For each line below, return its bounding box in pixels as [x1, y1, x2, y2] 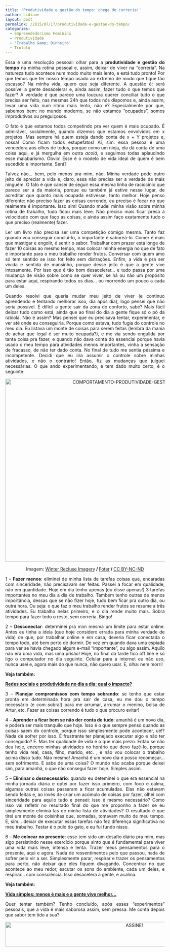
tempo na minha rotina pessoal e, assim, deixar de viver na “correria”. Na [5, 65, 165, 71]
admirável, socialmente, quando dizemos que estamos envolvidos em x [5, 128, 165, 135]
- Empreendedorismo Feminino [10, 31, 71, 36]
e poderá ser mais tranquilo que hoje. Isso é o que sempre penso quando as [5, 722, 165, 728]
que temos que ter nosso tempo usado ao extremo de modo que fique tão [5, 75, 165, 81]
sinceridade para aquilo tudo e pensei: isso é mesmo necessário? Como [5, 797, 165, 803]
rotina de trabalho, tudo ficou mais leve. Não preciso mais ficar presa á [5, 208, 165, 214]
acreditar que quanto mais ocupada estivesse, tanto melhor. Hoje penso [5, 192, 165, 198]
